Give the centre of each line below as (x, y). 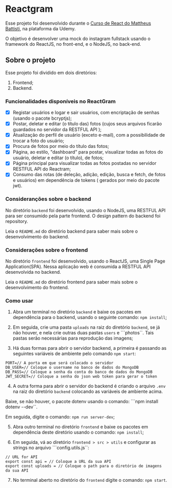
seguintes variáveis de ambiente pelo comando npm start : (74, 354)
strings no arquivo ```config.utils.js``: (51, 448)
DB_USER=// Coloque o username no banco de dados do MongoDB (72, 368)
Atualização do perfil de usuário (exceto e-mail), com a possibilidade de (89, 135)
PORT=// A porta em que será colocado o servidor (60, 363)
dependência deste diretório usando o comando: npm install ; (78, 433)
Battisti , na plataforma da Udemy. (41, 28)
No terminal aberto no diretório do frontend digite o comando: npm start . (90, 480)
